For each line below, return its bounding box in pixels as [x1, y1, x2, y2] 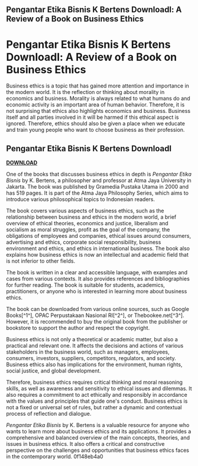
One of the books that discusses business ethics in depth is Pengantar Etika [6, 171, 192, 178]
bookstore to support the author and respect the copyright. [6, 325, 150, 332]
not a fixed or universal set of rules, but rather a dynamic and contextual [6, 404, 182, 411]
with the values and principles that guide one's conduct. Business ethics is [6, 397, 188, 404]
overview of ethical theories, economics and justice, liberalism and [6, 220, 168, 227]
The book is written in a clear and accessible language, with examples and [6, 269, 188, 276]
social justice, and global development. [6, 367, 102, 374]
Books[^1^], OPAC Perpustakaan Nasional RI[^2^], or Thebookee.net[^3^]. [6, 312, 184, 319]
